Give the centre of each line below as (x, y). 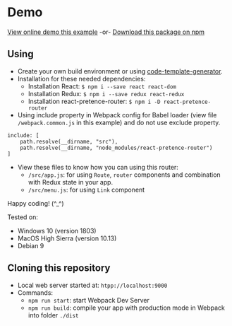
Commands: (35, 292)
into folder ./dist (53, 315)
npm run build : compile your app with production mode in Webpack (127, 308)
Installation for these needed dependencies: (81, 78)
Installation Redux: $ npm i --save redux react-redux (106, 93)
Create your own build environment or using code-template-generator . (120, 71)
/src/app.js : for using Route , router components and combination (124, 175)
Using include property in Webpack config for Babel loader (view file (117, 115)
